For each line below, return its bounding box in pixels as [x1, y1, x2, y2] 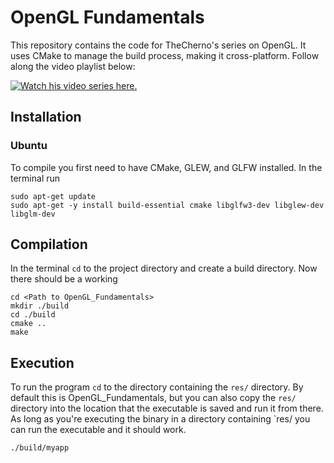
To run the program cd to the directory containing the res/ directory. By [10, 381, 304, 393]
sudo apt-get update [10, 191, 97, 201]
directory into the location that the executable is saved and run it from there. [10, 402, 324, 415]
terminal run [10, 172, 61, 184]
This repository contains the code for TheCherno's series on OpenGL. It [10, 39, 307, 51]
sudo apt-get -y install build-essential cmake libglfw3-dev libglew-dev [10, 200, 325, 210]
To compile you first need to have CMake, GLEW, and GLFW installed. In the [10, 161, 323, 173]
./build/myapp [10, 443, 70, 453]
